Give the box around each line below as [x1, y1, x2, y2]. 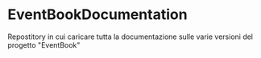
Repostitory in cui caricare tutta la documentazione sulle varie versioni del [7, 32, 254, 41]
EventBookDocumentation [7, 6, 188, 24]
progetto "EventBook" [7, 40, 81, 49]
